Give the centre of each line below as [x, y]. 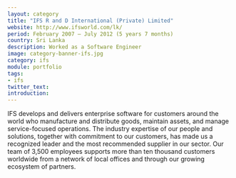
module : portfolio [35, 67]
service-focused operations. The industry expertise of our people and [110, 129]
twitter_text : [29, 87]
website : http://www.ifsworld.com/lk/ [65, 27]
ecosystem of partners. [42, 167]
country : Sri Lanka [36, 41]
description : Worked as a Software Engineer [75, 47]
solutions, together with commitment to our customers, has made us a [110, 137]
